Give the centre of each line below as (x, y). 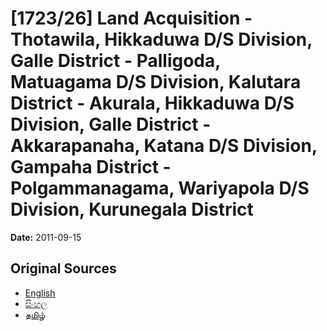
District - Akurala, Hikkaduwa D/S (152, 103)
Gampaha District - (91, 167)
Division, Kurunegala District (132, 209)
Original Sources (63, 268)
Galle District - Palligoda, (115, 61)
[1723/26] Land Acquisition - (131, 18)
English (40, 293)
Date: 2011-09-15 (46, 237)
